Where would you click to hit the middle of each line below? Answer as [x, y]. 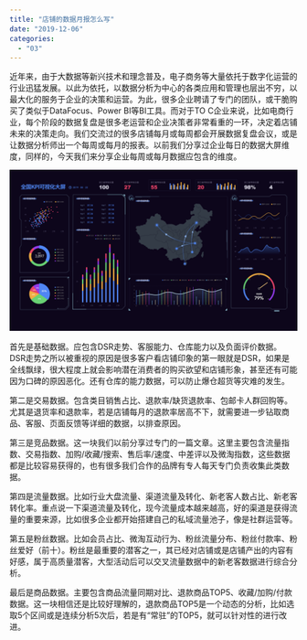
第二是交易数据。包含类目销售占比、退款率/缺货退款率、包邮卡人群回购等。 [151, 400]
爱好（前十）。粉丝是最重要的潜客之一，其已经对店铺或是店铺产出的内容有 [155, 549]
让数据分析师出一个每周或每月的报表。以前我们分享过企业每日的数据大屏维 [149, 145]
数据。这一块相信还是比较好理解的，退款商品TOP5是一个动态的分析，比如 [148, 603]
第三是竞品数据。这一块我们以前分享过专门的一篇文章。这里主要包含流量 [145, 443]
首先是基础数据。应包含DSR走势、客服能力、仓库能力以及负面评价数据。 [146, 347]
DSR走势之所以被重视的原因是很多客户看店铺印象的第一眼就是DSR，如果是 [150, 357]
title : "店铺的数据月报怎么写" [62, 19]
